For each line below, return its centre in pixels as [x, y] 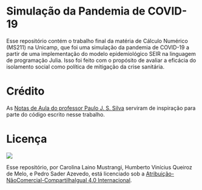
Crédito [25, 91]
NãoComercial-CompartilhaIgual [47, 180]
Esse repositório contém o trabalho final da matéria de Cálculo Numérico [97, 41]
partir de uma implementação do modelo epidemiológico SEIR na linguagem [101, 53]
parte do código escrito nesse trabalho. [56, 114]
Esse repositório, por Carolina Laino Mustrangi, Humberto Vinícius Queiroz [99, 167]
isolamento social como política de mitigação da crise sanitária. [86, 66]
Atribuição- [160, 174]
